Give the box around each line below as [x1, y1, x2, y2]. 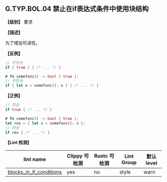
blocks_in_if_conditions [7, 169, 62, 176]
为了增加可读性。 [5, 40, 40, 46]
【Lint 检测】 [5, 139, 32, 145]
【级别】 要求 [5, 19, 33, 25]
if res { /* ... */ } [5, 130, 50, 135]
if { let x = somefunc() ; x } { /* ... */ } [5, 83, 99, 88]
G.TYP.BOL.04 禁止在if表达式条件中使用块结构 [5, 4, 149, 13]
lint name [23, 156, 46, 163]
